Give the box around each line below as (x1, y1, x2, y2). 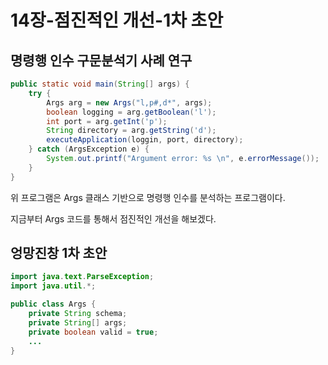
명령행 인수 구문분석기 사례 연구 (10, 52, 193, 69)
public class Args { (10, 299, 97, 310)
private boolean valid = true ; (28, 327, 159, 337)
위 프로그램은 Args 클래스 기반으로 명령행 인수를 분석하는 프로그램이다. (10, 191, 286, 203)
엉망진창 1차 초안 (10, 245, 108, 262)
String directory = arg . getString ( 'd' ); (46, 126, 217, 136)
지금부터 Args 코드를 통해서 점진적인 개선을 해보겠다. (10, 212, 217, 225)
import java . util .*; (10, 281, 97, 291)
